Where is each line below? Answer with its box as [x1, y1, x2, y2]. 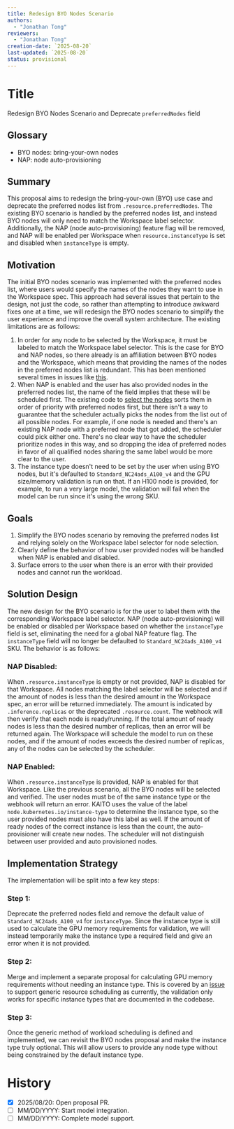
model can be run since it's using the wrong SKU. [17, 492, 160, 500]
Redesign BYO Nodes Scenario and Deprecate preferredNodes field [7, 109, 200, 118]
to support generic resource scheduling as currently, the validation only [7, 988, 213, 996]
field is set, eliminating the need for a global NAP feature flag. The [7, 629, 197, 638]
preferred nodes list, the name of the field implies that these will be [17, 388, 211, 396]
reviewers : [7, 29, 39, 37]
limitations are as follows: [7, 323, 80, 331]
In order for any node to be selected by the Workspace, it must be [17, 336, 207, 344]
